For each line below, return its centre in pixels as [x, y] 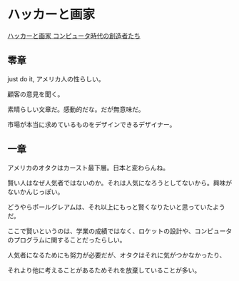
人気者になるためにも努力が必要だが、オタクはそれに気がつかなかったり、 [117, 255]
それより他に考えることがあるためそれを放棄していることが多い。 [104, 270]
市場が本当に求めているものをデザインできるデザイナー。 [92, 124]
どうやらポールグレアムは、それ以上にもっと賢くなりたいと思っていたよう [117, 207]
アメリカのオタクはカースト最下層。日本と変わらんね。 [88, 168]
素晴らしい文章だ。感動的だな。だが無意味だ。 [76, 109]
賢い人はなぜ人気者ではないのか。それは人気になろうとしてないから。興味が [120, 183]
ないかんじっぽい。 [36, 191]
